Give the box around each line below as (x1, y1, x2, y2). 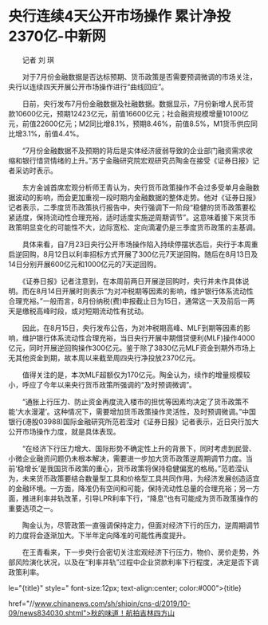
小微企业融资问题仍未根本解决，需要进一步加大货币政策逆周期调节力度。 (8, 454, 246, 463)
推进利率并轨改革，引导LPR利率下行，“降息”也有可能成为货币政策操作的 (22, 493, 258, 503)
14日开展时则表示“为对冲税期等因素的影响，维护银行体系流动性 (47, 286, 254, 296)
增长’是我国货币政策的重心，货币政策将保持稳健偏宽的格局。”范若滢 (23, 463, 242, 473)
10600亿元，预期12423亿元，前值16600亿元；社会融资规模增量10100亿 (14, 108, 249, 118)
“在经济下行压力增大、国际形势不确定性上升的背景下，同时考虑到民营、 (22, 443, 257, 453)
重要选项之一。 (8, 503, 57, 513)
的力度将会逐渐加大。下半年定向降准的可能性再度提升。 (8, 530, 190, 540)
